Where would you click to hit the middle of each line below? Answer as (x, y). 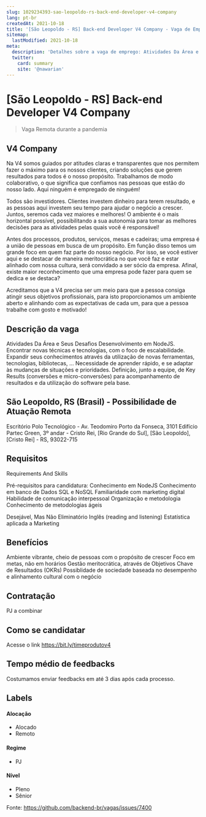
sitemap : (17, 35)
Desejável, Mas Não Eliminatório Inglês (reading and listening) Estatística (98, 517)
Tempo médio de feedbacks (61, 664)
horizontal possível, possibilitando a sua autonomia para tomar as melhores (101, 221)
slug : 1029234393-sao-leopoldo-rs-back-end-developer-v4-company (91, 12)
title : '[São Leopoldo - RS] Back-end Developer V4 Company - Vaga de (98, 29)
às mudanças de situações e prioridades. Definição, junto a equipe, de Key (101, 370)
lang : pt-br (21, 18)
